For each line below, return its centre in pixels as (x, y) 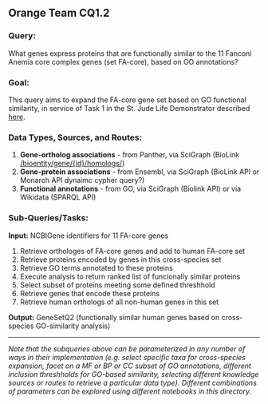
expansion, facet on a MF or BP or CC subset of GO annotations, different (130, 366)
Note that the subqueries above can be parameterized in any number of (127, 349)
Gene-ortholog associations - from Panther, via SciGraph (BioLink (130, 155)
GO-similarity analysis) (73, 326)
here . (17, 117)
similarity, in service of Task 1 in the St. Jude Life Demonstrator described (129, 108)
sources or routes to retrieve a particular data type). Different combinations (133, 382)
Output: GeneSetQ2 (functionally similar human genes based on (114, 317)
